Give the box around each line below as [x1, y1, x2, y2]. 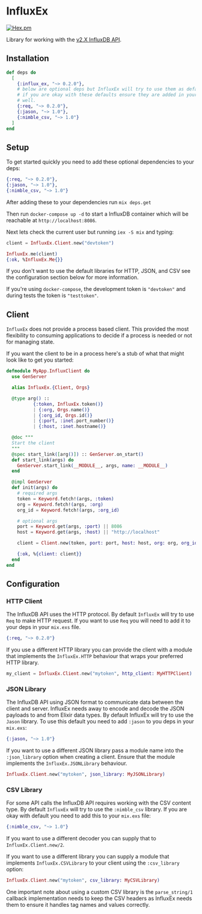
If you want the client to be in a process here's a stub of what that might [6, 350, 185, 357]
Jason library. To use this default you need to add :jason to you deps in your [6, 718, 194, 725]
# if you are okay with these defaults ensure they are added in [17, 92, 185, 98]
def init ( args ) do [11, 485, 58, 491]
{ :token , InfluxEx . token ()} [32, 401, 103, 407]
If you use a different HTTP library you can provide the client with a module [6, 646, 192, 653]
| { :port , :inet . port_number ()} [32, 418, 114, 424]
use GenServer [11, 374, 47, 380]
